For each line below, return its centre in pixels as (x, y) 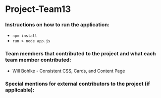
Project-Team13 (38, 9)
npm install (25, 36)
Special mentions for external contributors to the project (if (78, 84)
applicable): (20, 90)
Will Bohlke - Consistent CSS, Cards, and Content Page (69, 71)
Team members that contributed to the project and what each (80, 54)
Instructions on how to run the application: (57, 25)
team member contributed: (38, 60)
